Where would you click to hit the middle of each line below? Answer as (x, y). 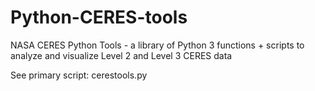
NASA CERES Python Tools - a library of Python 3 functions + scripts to (157, 45)
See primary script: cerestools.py (79, 75)
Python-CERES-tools (99, 17)
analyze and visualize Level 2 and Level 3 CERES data (121, 55)
